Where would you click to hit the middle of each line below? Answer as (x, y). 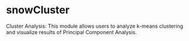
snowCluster (38, 10)
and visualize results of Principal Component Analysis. (72, 32)
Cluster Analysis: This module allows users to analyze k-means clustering (94, 26)
